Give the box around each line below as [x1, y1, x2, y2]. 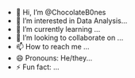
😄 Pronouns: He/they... [15, 53, 93, 63]
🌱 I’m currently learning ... [15, 25, 101, 33]
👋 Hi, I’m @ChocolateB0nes [15, 8, 106, 17]
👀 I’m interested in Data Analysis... [15, 16, 128, 25]
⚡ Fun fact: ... [15, 62, 60, 72]
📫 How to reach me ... [15, 42, 90, 51]
